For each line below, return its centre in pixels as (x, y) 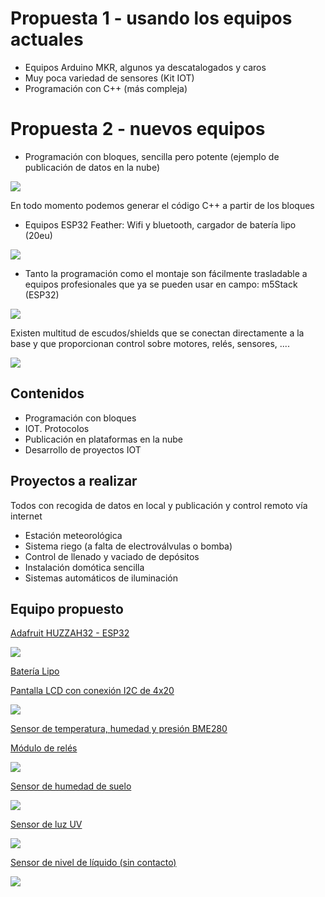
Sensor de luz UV (46, 824)
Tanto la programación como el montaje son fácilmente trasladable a (166, 273)
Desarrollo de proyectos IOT (83, 449)
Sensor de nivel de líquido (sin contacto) (93, 863)
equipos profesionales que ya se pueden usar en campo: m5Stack (161, 284)
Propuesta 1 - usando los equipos (151, 18)
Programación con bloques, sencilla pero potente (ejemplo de (152, 156)
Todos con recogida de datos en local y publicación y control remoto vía (159, 505)
